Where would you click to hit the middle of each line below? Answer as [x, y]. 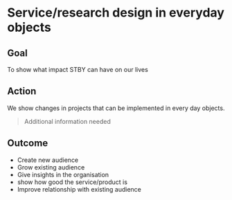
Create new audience [48, 160]
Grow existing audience [51, 167]
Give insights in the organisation [63, 174]
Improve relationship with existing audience [79, 189]
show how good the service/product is [72, 182]
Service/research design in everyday [116, 13]
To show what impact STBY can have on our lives [78, 70]
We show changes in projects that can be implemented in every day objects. [116, 108]
